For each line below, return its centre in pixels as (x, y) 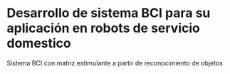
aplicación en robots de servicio (103, 28)
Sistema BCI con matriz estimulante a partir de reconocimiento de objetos (115, 63)
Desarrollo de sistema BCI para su (109, 13)
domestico (39, 43)
